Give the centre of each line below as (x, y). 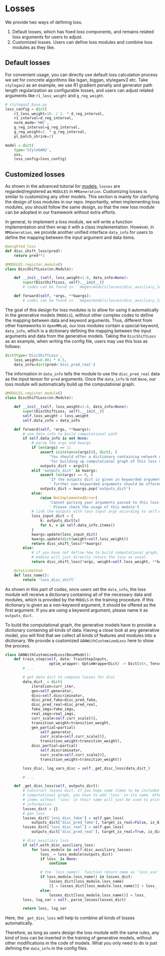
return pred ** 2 (29, 255)
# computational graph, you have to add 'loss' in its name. (87, 795)
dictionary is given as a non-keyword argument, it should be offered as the (81, 605)
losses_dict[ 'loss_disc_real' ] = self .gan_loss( (73, 827)
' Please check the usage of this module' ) (94, 507)
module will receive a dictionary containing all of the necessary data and (78, 594)
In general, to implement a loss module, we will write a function (69, 222)
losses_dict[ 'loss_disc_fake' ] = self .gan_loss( (73, 818)
